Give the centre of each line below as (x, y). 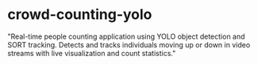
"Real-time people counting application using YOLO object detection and (126, 36)
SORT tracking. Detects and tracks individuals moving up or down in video (129, 44)
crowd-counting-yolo (80, 15)
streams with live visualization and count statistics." (92, 53)
